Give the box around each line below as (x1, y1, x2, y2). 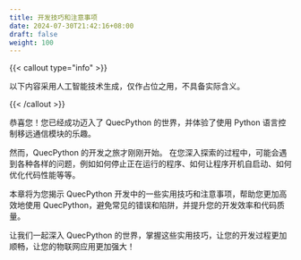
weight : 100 (9, 38, 54, 47)
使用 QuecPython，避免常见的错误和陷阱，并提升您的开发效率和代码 (24, 200, 278, 211)
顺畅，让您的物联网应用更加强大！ (9, 241, 135, 252)
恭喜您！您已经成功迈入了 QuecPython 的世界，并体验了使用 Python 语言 (9, 117, 279, 128)
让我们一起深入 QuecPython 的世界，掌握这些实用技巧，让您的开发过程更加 (9, 230, 288, 241)
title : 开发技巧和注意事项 (9, 13, 99, 22)
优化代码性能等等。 (9, 170, 81, 180)
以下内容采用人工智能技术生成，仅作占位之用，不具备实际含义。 (9, 81, 245, 92)
